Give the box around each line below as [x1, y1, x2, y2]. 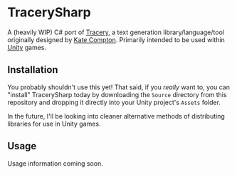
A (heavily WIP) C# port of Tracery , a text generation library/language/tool [7, 28, 224, 36]
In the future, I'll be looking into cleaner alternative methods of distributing [7, 111, 226, 120]
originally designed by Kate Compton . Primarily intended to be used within [7, 35, 226, 44]
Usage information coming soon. [7, 159, 103, 168]
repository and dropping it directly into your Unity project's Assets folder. [7, 98, 221, 106]
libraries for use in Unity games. [7, 119, 101, 128]
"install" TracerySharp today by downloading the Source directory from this [7, 90, 227, 99]
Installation [7, 64, 58, 76]
